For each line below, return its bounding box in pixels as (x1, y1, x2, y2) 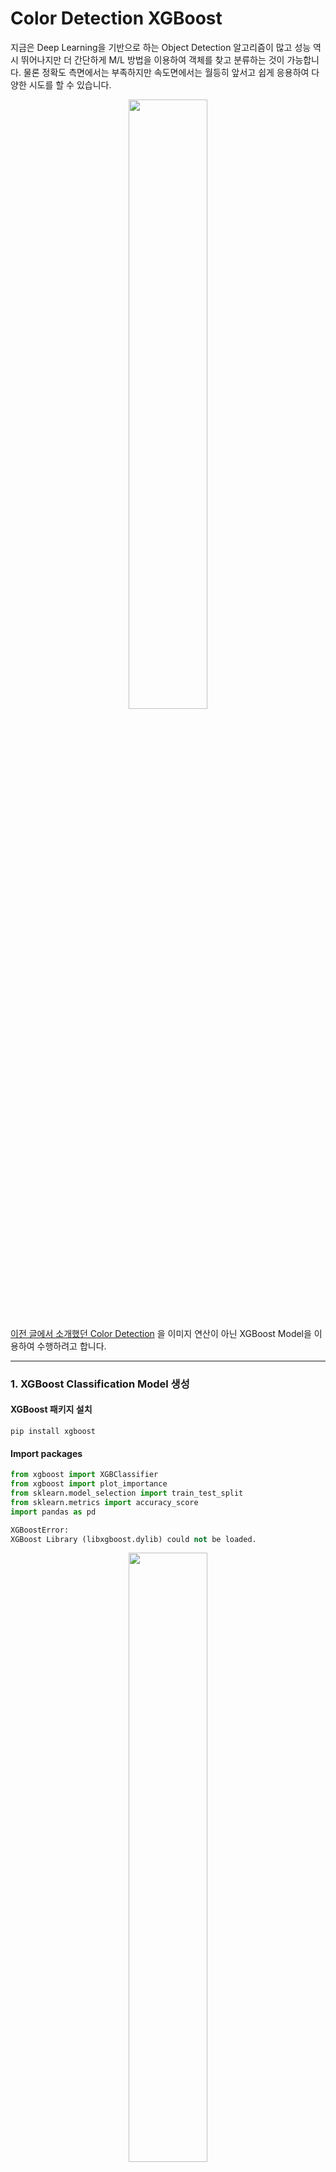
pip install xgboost (10, 1427, 97, 1437)
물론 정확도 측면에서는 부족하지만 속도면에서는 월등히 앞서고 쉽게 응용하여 (23, 66, 310, 78)
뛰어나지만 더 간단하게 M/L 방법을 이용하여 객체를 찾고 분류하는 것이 (20, 53, 285, 66)
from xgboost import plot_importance (10, 1479, 168, 1489)
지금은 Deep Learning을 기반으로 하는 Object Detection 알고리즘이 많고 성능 (10, 41, 312, 53)
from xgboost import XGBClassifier (10, 1470, 159, 1480)
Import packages (10, 1447, 83, 1459)
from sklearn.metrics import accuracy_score (10, 1497, 199, 1507)
